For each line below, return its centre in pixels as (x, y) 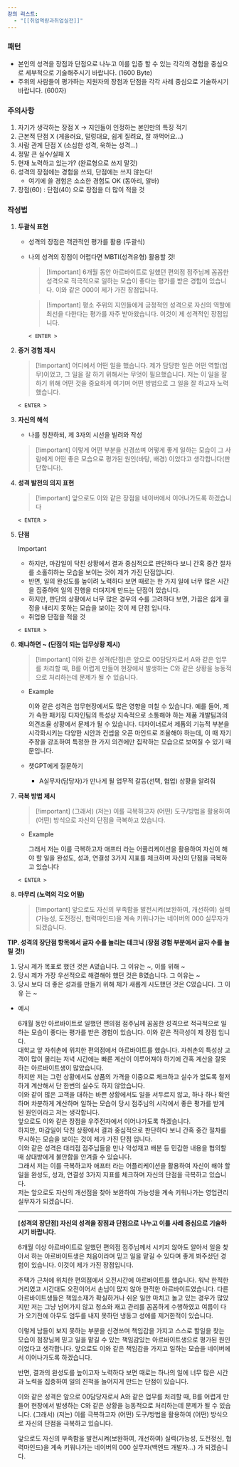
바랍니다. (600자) (42, 90)
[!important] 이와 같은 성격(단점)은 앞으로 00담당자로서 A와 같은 (125, 660)
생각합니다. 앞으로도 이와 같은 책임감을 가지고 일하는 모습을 (124, 1349)
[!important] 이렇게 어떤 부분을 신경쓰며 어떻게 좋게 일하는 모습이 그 (129, 450)
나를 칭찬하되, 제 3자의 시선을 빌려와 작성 (85, 435)
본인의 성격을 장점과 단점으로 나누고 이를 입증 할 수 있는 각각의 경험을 (113, 63)
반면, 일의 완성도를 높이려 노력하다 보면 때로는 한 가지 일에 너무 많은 (122, 582)
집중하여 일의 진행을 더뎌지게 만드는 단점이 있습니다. (108, 590)
